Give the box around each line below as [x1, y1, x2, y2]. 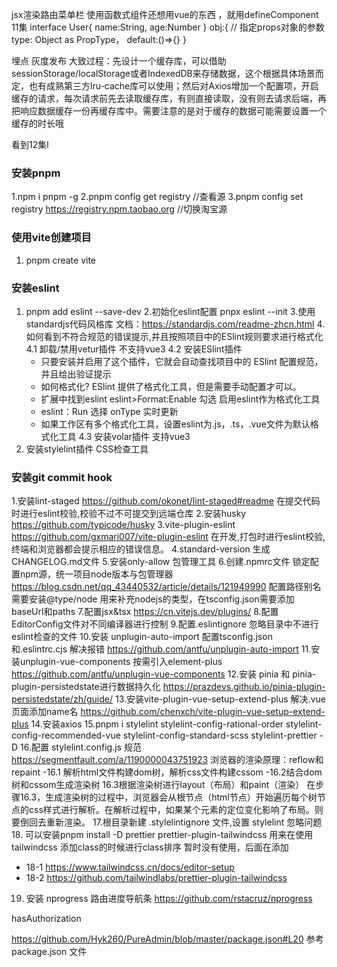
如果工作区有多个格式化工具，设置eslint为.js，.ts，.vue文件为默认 [40, 418, 311, 430]
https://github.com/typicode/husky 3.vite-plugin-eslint [11, 519, 236, 531]
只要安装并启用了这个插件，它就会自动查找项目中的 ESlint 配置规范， [40, 355, 324, 367]
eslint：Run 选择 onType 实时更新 [40, 405, 179, 417]
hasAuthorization [11, 913, 82, 925]
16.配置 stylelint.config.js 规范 [20, 741, 142, 753]
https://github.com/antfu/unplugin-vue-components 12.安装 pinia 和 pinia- [11, 668, 317, 680]
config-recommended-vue [11, 729, 121, 742]
